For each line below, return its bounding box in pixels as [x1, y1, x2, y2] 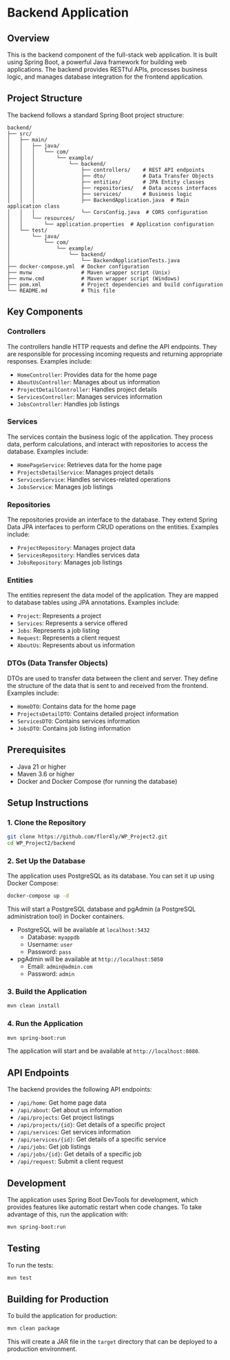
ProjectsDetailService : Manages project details [17, 468, 154, 476]
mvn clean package [7, 1325, 60, 1332]
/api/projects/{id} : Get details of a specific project [17, 1121, 165, 1129]
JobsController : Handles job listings [17, 400, 120, 408]
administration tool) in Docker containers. [7, 912, 125, 920]
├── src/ [7, 130, 32, 137]
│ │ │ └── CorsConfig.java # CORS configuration [7, 208, 208, 215]
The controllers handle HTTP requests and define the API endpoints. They [7, 342, 217, 351]
